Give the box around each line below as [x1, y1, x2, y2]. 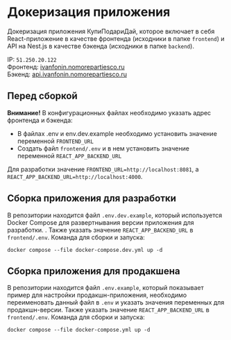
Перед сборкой [7, 90, 78, 102]
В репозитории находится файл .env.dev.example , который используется [7, 211, 223, 219]
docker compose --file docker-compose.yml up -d [7, 327, 151, 334]
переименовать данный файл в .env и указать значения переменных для [7, 298, 225, 307]
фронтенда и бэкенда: [7, 116, 73, 124]
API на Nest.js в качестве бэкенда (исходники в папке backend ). [7, 42, 194, 50]
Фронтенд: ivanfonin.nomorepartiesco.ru [7, 62, 125, 71]
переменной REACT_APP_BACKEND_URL [17, 151, 122, 160]
